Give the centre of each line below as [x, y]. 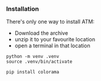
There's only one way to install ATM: [50, 22]
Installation [23, 9]
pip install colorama [33, 72]
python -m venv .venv [33, 57]
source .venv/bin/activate [39, 62]
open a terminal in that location [52, 46]
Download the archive [41, 33]
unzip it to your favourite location [55, 40]
